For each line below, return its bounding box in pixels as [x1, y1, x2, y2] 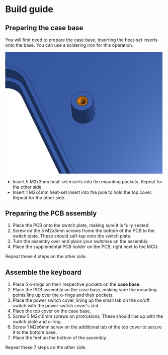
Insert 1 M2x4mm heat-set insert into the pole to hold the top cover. [12, 189, 152, 195]
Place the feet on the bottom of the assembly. [12, 335, 107, 341]
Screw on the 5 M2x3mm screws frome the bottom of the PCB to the [12, 227, 155, 234]
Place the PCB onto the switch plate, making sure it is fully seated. [12, 222, 150, 228]
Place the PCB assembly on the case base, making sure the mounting [12, 287, 157, 293]
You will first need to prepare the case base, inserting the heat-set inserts [5, 37, 158, 43]
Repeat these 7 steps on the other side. [5, 344, 87, 350]
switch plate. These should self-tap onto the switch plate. [12, 233, 132, 239]
